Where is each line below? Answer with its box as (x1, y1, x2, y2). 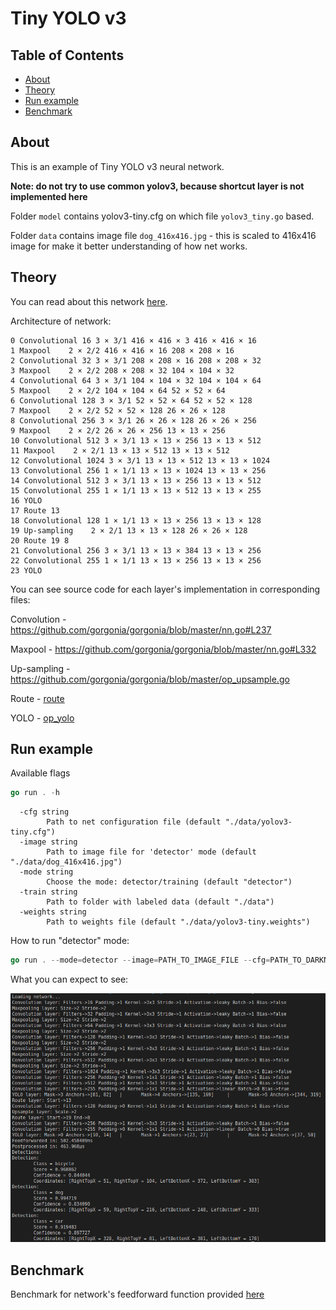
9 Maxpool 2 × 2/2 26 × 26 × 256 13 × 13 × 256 (10, 425, 226, 436)
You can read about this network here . (10, 295, 168, 307)
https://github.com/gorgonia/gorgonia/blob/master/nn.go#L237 (10, 623, 272, 636)
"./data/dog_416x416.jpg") (10, 857, 123, 867)
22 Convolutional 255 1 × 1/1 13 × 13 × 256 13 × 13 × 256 (10, 555, 262, 566)
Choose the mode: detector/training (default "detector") (46, 877, 293, 887)
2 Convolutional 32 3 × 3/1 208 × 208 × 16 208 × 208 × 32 (10, 355, 262, 366)
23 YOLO (10, 565, 43, 576)
